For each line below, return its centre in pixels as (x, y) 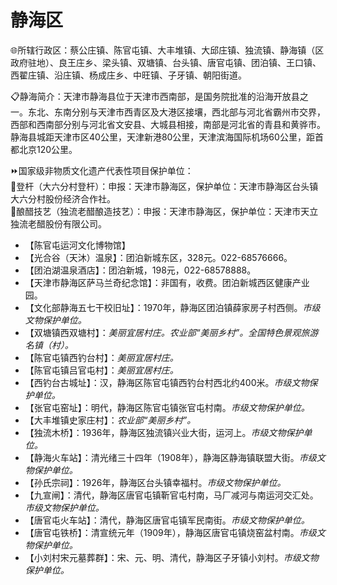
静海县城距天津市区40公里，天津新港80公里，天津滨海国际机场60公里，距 (162, 137)
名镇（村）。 (49, 345)
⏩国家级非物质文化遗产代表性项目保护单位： (102, 170)
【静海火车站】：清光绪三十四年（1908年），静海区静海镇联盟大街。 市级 (170, 457)
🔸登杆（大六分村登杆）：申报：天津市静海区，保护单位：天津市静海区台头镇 (164, 186)
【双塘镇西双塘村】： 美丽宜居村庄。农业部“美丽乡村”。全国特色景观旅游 (171, 332)
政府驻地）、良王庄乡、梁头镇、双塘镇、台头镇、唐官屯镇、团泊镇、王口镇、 (166, 62)
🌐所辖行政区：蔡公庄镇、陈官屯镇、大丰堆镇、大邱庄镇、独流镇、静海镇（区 (167, 50)
